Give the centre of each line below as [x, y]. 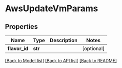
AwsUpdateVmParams [52, 9]
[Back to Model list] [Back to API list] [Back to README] [61, 61]
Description [64, 40]
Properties [21, 27]
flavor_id [18, 48]
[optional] [93, 48]
